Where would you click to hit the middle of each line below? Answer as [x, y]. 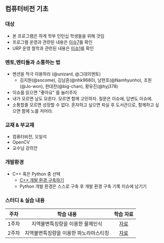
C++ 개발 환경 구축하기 [42, 180]
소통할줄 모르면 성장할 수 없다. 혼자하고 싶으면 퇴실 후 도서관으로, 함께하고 [83, 105]
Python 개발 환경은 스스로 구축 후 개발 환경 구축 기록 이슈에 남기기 [83, 186]
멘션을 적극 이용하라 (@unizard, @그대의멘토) [56, 74]
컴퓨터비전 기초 [27, 9]
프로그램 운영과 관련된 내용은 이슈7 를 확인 [52, 42]
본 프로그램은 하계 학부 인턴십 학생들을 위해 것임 [58, 36]
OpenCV [21, 142]
